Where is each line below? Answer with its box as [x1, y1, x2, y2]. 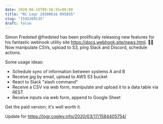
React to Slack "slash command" [12, 79, 78, 85]
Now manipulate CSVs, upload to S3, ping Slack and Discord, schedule [5, 44, 147, 50]
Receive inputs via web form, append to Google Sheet [12, 95, 121, 101]
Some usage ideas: [5, 59, 44, 65]
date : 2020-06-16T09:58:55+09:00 [5, 7, 73, 12]
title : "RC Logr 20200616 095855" [5, 12, 76, 17]
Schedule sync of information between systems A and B [12, 69, 125, 75]
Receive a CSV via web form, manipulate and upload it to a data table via [12, 84, 159, 90]
